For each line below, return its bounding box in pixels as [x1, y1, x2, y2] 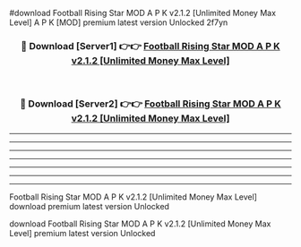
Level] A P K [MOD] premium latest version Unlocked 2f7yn [9, 17, 228, 28]
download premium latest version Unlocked [9, 200, 170, 211]
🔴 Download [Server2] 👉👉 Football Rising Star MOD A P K [19, 98, 282, 110]
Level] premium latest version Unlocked [9, 227, 156, 238]
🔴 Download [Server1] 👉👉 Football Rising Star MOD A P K [21, 39, 280, 52]
